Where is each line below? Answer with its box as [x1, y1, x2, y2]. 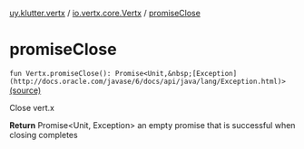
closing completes [9, 129, 79, 140]
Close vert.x [9, 102, 55, 113]
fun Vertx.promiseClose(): [9, 69, 112, 78]
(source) [9, 85, 42, 96]
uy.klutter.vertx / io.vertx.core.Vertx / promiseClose [9, 8, 201, 18]
